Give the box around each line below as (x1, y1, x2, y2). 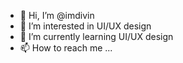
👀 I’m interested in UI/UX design (19, 20, 152, 32)
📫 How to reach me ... (19, 42, 113, 54)
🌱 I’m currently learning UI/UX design (19, 31, 174, 42)
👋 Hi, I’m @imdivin (19, 10, 95, 21)
